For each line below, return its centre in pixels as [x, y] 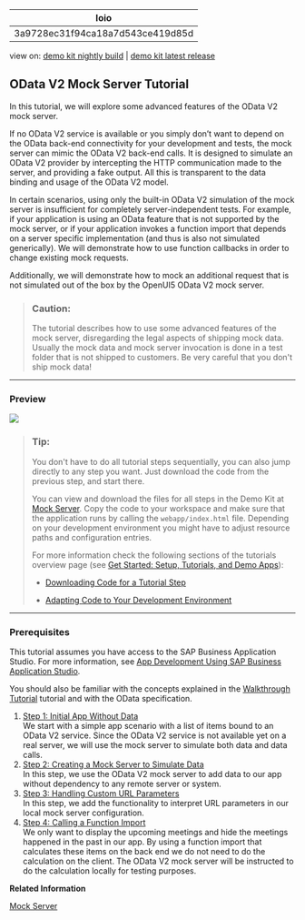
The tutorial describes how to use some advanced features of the [154, 329]
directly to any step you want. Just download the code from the [150, 471]
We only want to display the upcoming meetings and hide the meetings [155, 832]
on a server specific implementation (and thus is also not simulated [135, 238]
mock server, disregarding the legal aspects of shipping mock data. [157, 338]
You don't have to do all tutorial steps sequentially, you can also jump [161, 461]
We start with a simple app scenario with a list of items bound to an [148, 726]
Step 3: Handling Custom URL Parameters [101, 794]
